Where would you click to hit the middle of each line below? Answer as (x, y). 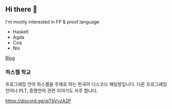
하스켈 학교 (18, 72)
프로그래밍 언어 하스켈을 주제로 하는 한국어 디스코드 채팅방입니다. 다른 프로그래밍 (86, 84)
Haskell (21, 32)
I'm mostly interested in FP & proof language (52, 21)
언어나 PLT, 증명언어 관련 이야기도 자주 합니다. (52, 91)
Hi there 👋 (21, 9)
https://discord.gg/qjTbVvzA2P (38, 101)
